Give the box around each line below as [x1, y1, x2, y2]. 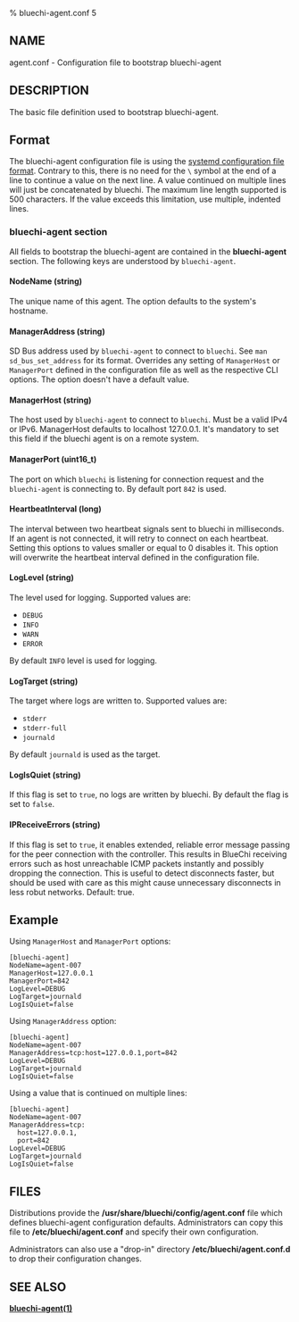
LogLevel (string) [9, 572, 74, 583]
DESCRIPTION [9, 83, 89, 98]
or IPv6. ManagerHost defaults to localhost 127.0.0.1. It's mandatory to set [9, 424, 279, 435]
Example [9, 912, 59, 927]
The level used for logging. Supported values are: [9, 592, 191, 603]
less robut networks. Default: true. [9, 886, 136, 897]
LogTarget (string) [9, 676, 79, 686]
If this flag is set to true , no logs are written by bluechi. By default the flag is [9, 789, 289, 800]
